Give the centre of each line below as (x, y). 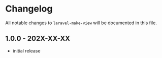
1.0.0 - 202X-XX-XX (38, 39)
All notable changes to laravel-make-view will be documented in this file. (81, 23)
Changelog (29, 9)
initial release (26, 50)
